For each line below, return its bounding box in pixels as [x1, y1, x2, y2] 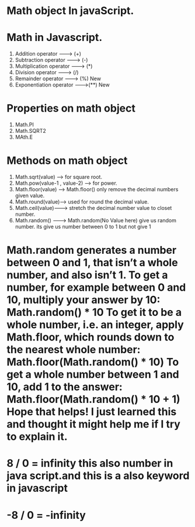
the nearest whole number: [6, 343, 141, 356]
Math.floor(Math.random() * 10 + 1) [6, 393, 180, 406]
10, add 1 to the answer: [6, 380, 123, 394]
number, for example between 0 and [6, 281, 186, 294]
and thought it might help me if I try [6, 418, 180, 431]
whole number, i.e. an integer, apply [6, 318, 184, 332]
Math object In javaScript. [6, 4, 134, 18]
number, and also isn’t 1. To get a [6, 268, 168, 282]
